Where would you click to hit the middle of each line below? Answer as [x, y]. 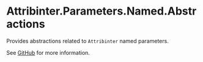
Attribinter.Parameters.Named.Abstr [102, 11]
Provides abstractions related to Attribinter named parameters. [88, 41]
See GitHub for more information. [48, 52]
